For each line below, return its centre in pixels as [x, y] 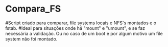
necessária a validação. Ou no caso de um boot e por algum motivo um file [84, 33]
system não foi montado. [31, 39]
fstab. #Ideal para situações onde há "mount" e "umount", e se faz [75, 28]
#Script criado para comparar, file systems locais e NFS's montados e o [81, 23]
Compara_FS [33, 9]
